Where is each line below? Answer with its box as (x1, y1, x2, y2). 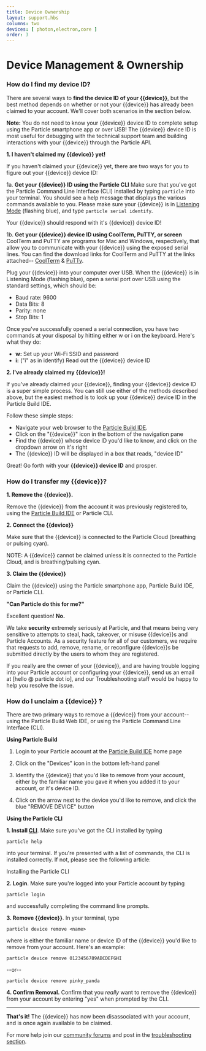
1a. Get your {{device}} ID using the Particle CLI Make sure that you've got (6, 180, 197, 188)
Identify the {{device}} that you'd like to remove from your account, (15, 772, 185, 779)
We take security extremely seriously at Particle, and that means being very (6, 624, 199, 631)
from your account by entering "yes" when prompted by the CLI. (6, 995, 169, 1003)
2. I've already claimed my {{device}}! (6, 368, 105, 376)
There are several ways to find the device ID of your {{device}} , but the (6, 94, 189, 101)
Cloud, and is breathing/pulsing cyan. (6, 558, 101, 565)
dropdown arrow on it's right (15, 443, 88, 451)
